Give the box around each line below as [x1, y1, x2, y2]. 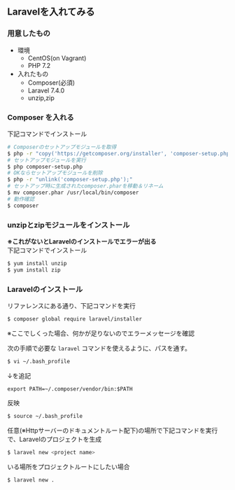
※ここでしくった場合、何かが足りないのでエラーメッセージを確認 [7, 329, 195, 337]
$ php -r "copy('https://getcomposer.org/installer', [7, 150, 168, 157]
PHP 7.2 [27, 61, 51, 69]
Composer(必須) [27, 78, 76, 87]
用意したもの [7, 29, 51, 38]
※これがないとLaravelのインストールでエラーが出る [7, 237, 157, 246]
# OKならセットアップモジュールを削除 [7, 169, 104, 176]
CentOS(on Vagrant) [27, 54, 87, 62]
